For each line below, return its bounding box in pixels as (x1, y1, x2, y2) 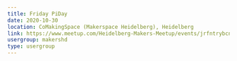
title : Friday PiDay (7, 10, 68, 18)
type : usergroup (7, 43, 55, 50)
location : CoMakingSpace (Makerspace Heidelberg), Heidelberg (7, 23, 194, 30)
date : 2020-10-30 (7, 17, 59, 24)
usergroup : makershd (7, 36, 68, 43)
